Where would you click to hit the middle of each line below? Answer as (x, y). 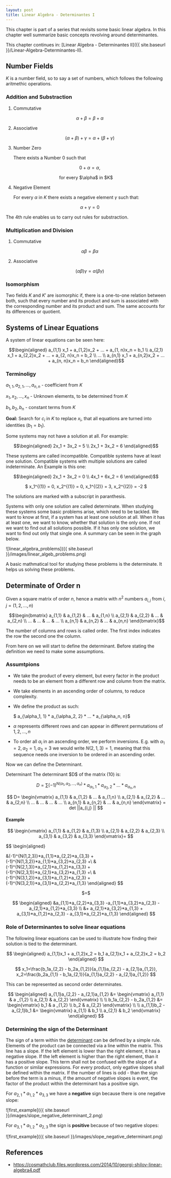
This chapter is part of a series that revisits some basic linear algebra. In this (86, 29)
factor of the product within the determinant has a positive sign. (73, 1084)
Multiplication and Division (39, 230)
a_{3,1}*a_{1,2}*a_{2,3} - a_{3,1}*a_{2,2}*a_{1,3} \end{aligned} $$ (86, 914)
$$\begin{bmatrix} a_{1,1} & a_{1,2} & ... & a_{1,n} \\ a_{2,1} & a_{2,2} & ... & (86, 615)
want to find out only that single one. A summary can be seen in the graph (83, 534)
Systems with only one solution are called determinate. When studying (80, 507)
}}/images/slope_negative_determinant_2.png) (54, 1115)
